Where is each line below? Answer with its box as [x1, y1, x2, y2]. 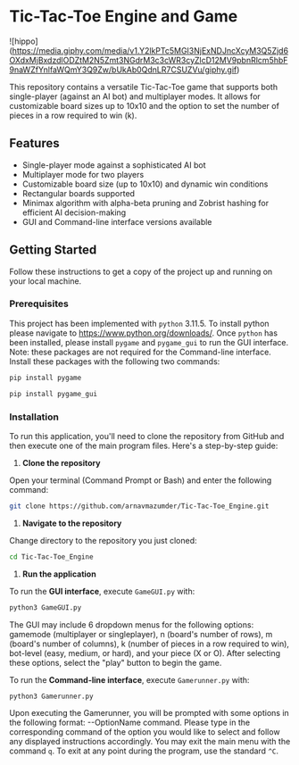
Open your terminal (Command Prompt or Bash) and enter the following [9, 475, 272, 486]
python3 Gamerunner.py [9, 692, 94, 701]
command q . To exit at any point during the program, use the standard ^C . [9, 745, 279, 756]
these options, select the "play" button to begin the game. [9, 657, 222, 668]
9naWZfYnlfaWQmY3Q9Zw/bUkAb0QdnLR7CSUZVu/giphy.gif [9, 64, 237, 75]
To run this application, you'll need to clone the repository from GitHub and [9, 430, 285, 441]
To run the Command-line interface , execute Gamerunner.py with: [9, 674, 250, 685]
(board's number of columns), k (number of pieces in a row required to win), [9, 638, 290, 649]
